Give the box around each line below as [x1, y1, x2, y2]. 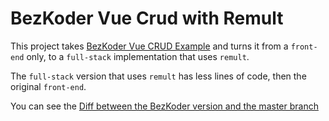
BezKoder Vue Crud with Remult [10, 7, 284, 30]
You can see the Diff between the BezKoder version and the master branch [10, 100, 319, 112]
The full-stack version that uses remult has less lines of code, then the [10, 70, 307, 82]
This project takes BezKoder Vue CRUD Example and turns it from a [10, 40, 289, 52]
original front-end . [10, 80, 87, 92]
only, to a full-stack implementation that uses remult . [26, 50, 250, 62]
